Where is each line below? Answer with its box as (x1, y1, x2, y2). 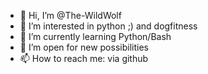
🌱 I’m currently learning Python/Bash (19, 31, 172, 42)
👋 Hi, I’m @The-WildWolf (19, 10, 122, 21)
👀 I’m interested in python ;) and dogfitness (19, 20, 198, 32)
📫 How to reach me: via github (19, 53, 149, 64)
